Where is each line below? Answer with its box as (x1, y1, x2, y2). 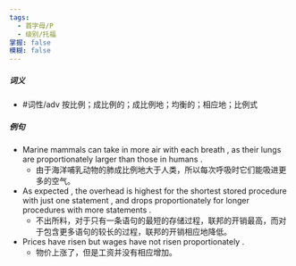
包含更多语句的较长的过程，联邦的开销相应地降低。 (43, 227, 233, 237)
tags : (9, 12, 30, 22)
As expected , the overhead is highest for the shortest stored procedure (21, 186, 288, 196)
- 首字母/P (17, 21, 54, 30)
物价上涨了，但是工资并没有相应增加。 (35, 247, 177, 258)
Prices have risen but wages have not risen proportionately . (21, 237, 245, 247)
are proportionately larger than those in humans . (21, 154, 203, 165)
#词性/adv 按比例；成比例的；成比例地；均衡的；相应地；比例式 (21, 99, 258, 110)
